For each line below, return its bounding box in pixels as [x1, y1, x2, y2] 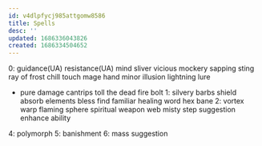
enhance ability [19, 113, 71, 123]
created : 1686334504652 [8, 42, 88, 50]
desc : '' [8, 26, 38, 34]
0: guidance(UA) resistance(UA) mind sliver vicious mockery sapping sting [8, 63, 255, 73]
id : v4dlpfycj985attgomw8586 [8, 11, 106, 20]
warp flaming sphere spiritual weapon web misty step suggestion [19, 105, 236, 115]
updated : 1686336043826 [8, 34, 88, 43]
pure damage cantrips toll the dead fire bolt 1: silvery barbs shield [19, 87, 237, 97]
